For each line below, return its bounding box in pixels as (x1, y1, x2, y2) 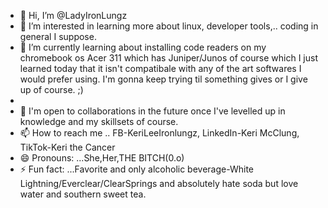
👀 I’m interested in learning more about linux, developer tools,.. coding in (19, 20, 319, 32)
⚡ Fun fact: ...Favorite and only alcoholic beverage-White (19, 163, 254, 175)
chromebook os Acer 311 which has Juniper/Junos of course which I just (19, 52, 318, 64)
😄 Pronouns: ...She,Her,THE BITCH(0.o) (19, 152, 185, 164)
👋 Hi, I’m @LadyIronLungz (19, 10, 128, 21)
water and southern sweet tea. (19, 188, 147, 200)
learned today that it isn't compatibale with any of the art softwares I (19, 63, 302, 74)
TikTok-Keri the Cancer (19, 141, 116, 153)
